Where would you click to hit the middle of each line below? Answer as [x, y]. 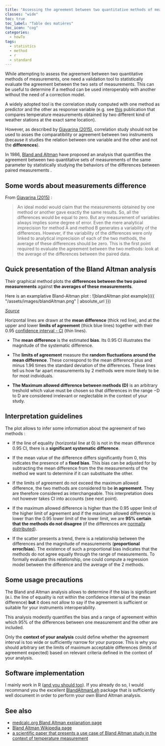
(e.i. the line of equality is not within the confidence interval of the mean [78, 597]
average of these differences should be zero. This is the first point [84, 244]
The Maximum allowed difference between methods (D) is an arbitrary [85, 385]
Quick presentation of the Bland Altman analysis [81, 269]
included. [14, 627]
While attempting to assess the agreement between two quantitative [74, 74]
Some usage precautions [44, 580]
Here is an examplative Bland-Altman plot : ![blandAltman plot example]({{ [80, 296]
